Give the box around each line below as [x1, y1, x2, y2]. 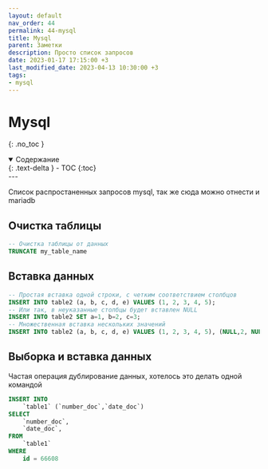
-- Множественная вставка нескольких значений [8, 320, 166, 328]
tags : [8, 71, 26, 79]
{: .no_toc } [8, 139, 45, 149]
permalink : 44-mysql [8, 26, 77, 34]
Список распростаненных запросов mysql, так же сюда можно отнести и [8, 187, 260, 197]
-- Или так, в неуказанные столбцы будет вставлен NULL [8, 305, 198, 314]
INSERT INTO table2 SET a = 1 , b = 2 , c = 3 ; [8, 313, 141, 321]
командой [8, 380, 42, 389]
